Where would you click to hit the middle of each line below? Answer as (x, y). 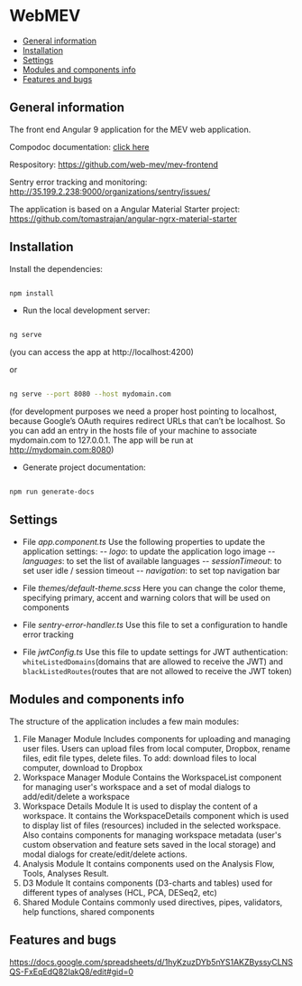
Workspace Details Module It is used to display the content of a (140, 806)
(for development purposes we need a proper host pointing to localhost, (143, 411)
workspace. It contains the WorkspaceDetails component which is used (156, 815)
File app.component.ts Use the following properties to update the (144, 541)
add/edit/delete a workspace (76, 796)
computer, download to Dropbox (82, 767)
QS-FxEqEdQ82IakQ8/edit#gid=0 (71, 972)
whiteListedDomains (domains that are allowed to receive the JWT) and (153, 662)
